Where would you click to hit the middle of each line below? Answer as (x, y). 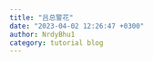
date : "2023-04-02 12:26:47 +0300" (77, 26)
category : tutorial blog (56, 43)
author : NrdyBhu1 (42, 34)
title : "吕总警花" (42, 17)
